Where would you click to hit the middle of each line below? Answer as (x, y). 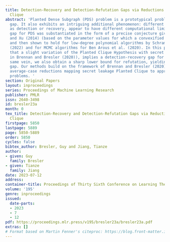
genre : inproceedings (28, 194)
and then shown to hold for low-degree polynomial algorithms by (80, 43)
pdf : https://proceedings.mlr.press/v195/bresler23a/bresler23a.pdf (79, 222)
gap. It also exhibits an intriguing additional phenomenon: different (87, 24)
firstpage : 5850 (22, 123)
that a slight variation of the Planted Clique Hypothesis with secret (87, 52)
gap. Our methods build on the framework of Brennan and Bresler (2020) (88, 66)
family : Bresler (27, 161)
